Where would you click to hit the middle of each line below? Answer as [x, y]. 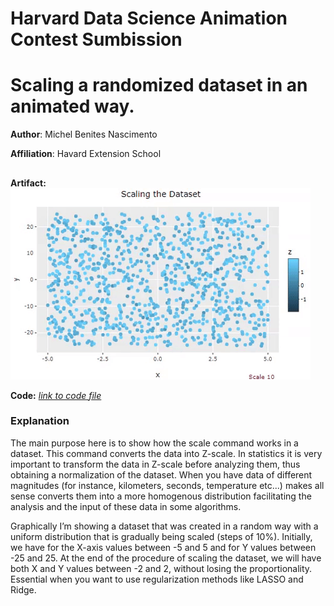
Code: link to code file [56, 395]
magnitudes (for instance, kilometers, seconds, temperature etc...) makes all [167, 485]
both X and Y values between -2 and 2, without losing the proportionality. [161, 568]
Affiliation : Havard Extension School [86, 154]
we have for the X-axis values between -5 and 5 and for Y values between [163, 547]
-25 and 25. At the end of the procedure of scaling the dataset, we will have [166, 558]
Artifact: [28, 183]
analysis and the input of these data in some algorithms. [126, 506]
